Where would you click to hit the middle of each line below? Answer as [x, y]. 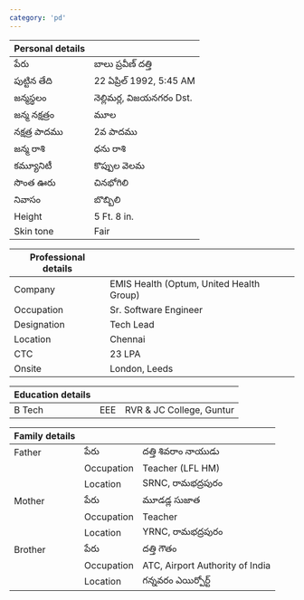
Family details [45, 435]
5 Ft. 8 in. [114, 216]
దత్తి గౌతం [160, 548]
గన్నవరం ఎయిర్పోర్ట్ [176, 580]
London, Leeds [142, 368]
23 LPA [125, 354]
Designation [39, 324]
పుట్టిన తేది [33, 81]
